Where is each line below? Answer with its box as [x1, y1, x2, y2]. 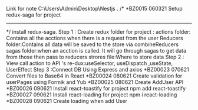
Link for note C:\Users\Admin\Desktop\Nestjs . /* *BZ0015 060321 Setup [6, 5, 183, 12]
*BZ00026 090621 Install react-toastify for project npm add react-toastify [6, 85, 186, 92]
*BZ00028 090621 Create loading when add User [6, 98, 128, 104]
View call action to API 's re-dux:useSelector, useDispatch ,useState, [6, 60, 173, 67]
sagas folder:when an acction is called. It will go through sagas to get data [6, 47, 187, 54]
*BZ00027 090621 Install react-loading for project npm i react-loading [6, 91, 177, 98]
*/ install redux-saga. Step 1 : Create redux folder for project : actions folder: [6, 28, 191, 35]
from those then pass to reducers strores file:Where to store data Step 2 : [6, 53, 184, 60]
